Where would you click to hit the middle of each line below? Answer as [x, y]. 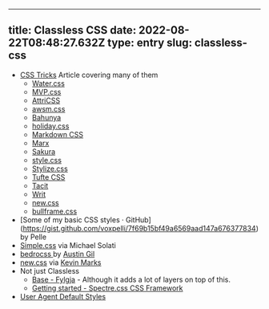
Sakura [44, 151]
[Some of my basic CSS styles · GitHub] [86, 220]
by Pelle [33, 237]
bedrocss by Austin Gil [57, 254]
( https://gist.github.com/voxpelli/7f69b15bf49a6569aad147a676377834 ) [139, 228]
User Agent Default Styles [63, 296]
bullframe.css [54, 211]
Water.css [48, 83]
